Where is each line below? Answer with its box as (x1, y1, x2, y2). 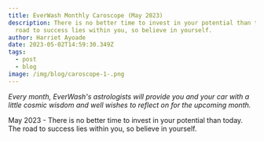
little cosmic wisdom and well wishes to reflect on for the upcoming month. (8, 100, 251, 109)
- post (15, 56, 37, 64)
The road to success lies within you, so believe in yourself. (8, 124, 197, 133)
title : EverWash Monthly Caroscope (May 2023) (8, 11, 163, 20)
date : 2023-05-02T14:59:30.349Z (8, 41, 114, 49)
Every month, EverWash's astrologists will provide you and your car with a (8, 91, 250, 101)
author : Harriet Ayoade (8, 33, 86, 42)
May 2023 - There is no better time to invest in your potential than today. (8, 115, 244, 124)
